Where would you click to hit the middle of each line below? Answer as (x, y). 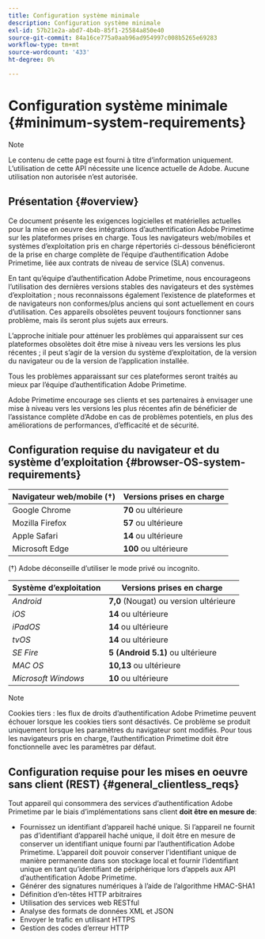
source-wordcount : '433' (49, 52)
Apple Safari (35, 536)
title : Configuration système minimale (74, 15)
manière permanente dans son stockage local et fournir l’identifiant (129, 861)
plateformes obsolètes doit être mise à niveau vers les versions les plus (125, 344)
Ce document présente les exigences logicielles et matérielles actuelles (125, 220)
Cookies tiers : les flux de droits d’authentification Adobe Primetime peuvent (132, 713)
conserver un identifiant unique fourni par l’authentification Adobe (127, 844)
